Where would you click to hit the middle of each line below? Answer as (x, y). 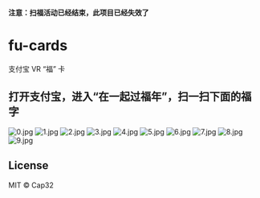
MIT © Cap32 (31, 185)
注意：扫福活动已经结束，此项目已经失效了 (79, 12)
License (28, 165)
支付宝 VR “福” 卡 (37, 68)
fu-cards (38, 45)
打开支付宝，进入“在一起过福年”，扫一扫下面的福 (130, 97)
